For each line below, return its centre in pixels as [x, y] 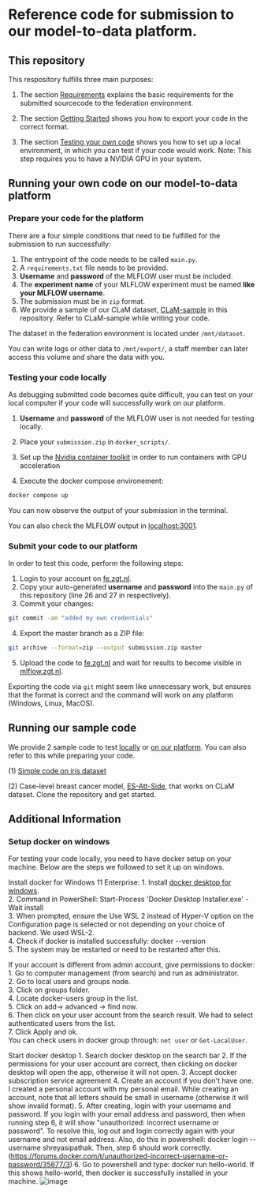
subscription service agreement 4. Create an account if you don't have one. [131, 1081]
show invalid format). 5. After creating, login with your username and [119, 1106]
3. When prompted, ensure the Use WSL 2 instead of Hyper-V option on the [131, 916]
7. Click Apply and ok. [43, 1032]
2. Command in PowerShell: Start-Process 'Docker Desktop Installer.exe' [126, 899]
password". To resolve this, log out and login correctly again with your [122, 1131]
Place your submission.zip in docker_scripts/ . [95, 442]
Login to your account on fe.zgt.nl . [75, 578]
